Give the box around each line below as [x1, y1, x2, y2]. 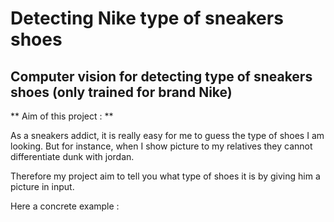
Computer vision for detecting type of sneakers [10, 68, 313, 85]
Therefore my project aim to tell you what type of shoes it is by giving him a [10, 170, 321, 182]
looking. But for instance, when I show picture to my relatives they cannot [10, 140, 313, 152]
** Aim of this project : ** [10, 110, 114, 122]
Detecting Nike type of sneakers [10, 7, 284, 30]
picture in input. [10, 181, 75, 192]
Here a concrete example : [10, 200, 120, 212]
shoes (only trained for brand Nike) [10, 83, 233, 101]
